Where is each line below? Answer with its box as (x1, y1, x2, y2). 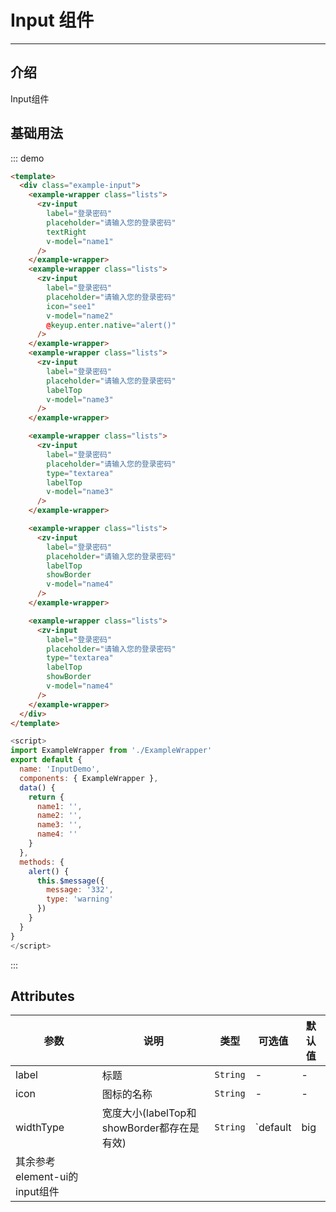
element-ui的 (15, 1170, 79, 1184)
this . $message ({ (36, 876, 105, 886)
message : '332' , (46, 885, 114, 895)
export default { (10, 755, 83, 765)
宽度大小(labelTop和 (101, 1106, 197, 1120)
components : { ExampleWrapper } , (19, 773, 159, 783)
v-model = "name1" (46, 236, 114, 246)
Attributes (10, 987, 75, 1005)
